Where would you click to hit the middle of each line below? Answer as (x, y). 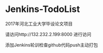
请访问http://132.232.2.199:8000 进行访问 (48, 34)
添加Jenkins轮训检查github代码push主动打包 (52, 45)
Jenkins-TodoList (43, 9)
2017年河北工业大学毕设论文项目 (39, 23)
